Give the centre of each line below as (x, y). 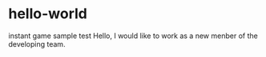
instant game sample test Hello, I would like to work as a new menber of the (133, 36)
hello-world (48, 14)
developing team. (37, 44)
